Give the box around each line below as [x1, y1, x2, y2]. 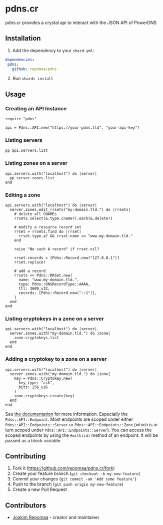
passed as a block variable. [5, 437, 61, 443]
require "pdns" [5, 116, 37, 122]
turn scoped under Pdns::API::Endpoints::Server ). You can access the [5, 427, 152, 433]
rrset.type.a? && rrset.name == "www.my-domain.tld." [18, 233, 133, 238]
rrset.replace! [14, 259, 46, 265]
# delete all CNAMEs [14, 211, 57, 216]
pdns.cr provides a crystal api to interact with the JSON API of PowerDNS [5, 20, 157, 26]
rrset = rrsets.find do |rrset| [14, 229, 81, 234]
